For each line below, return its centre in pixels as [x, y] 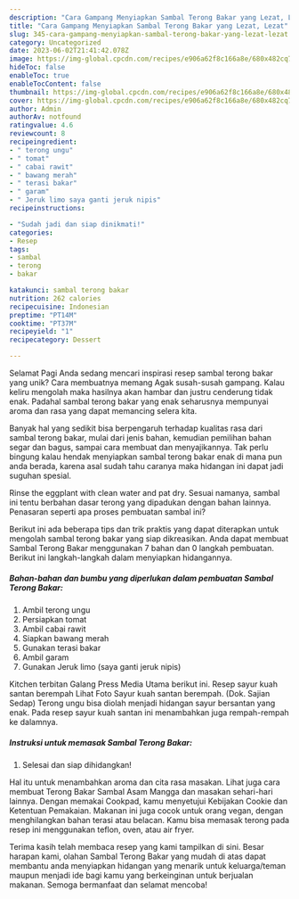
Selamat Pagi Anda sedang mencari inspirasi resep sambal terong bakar [141, 373]
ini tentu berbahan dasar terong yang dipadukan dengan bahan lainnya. [140, 502]
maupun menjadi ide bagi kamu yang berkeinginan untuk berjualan [131, 875]
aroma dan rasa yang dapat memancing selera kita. [103, 411]
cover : [21, 100]
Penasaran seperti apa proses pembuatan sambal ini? [108, 512]
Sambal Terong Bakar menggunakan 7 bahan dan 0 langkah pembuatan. [141, 548]
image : [21, 59]
